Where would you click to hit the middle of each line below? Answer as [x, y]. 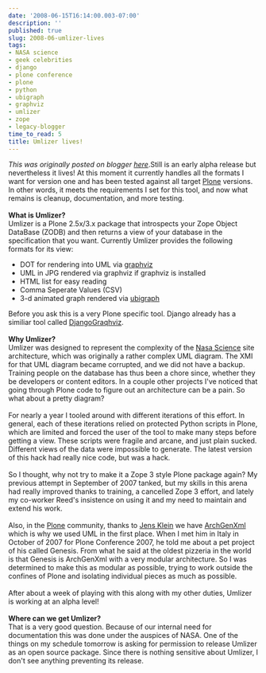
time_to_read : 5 [35, 134]
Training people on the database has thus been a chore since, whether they [132, 373]
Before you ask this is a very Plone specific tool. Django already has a [122, 313]
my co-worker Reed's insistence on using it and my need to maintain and [127, 499]
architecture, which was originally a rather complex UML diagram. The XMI [131, 356]
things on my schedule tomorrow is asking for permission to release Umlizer [133, 644]
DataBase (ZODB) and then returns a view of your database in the [116, 232]
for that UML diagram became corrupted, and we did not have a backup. [127, 364]
